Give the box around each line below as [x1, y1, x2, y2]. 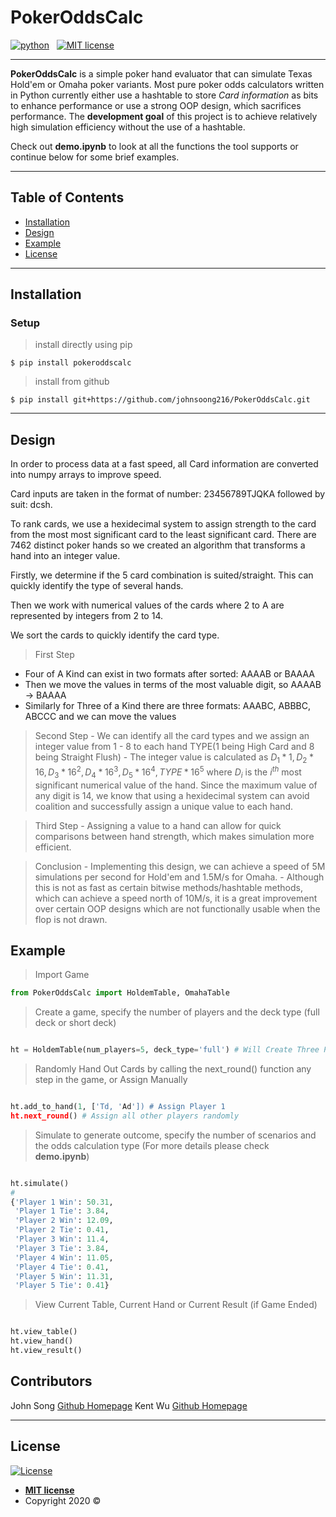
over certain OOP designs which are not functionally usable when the [34, 902, 321, 915]
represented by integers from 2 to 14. [10, 610, 163, 622]
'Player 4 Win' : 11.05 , [14, 1252, 114, 1263]
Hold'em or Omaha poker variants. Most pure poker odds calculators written [10, 78, 325, 90]
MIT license [24, 1484, 75, 1496]
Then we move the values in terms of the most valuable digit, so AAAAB [24, 679, 322, 691]
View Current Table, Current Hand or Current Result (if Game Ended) [34, 1299, 318, 1311]
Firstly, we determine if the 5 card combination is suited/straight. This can [10, 569, 314, 581]
